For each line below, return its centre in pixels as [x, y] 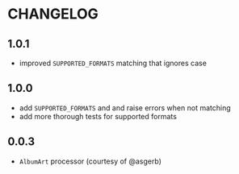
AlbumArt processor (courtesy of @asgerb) [90, 161]
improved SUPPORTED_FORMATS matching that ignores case [113, 63]
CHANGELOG [53, 14]
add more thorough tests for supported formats [98, 116]
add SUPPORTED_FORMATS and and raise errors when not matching [125, 108]
